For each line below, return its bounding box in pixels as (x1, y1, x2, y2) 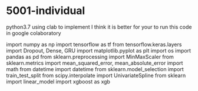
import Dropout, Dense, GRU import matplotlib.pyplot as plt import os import (6, 47, 192, 54)
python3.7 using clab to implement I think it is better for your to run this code (6, 23, 192, 30)
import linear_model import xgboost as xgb (6, 78, 111, 85)
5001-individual (6, 4, 85, 17)
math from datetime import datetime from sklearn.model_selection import (6, 65, 184, 72)
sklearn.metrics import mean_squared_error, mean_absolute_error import (6, 60, 183, 66)
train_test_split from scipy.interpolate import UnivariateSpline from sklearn (6, 72, 186, 79)
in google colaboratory (6, 29, 61, 36)
